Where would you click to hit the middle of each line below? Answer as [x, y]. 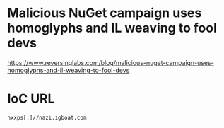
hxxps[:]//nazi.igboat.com [47, 117]
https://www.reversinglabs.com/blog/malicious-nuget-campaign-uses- [111, 62]
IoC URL [31, 99]
